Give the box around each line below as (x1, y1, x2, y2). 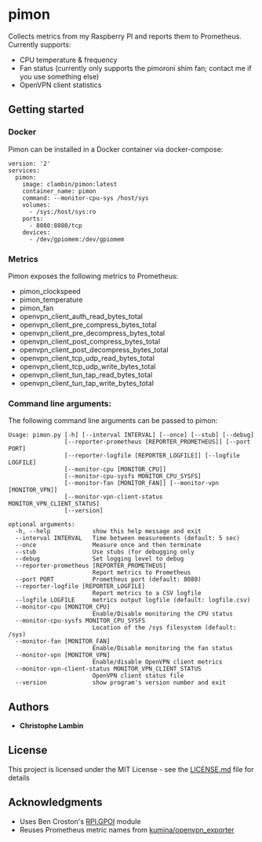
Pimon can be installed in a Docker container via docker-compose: (8, 144, 224, 154)
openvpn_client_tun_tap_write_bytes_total (19, 378, 155, 388)
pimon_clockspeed (19, 286, 81, 296)
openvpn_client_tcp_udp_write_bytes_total (19, 362, 156, 371)
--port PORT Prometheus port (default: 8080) (15, 575, 202, 583)
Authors (8, 700, 49, 713)
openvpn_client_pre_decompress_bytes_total (19, 328, 166, 337)
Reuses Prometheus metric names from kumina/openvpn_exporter (19, 825, 235, 834)
